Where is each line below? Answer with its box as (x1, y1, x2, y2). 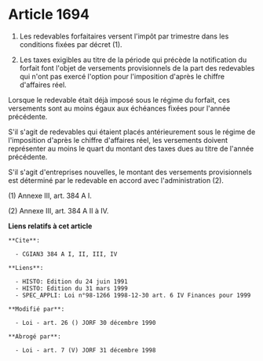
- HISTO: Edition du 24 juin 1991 (15, 277, 128, 286)
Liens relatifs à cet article (8, 221, 93, 231)
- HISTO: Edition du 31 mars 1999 (15, 284, 128, 292)
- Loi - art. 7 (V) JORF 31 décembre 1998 (15, 346, 156, 354)
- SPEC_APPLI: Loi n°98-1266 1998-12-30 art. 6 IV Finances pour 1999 (15, 291, 251, 299)
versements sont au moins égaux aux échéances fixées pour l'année (8, 104, 231, 113)
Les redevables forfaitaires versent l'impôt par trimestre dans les (19, 31, 229, 41)
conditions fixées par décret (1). (19, 39, 123, 49)
